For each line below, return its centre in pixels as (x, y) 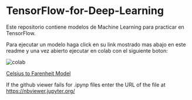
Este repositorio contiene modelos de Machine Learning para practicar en (95, 27)
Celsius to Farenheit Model (38, 73)
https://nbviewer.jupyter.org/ (41, 91)
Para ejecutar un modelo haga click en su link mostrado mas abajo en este (96, 44)
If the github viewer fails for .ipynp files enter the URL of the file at (86, 85)
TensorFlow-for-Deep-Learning (85, 11)
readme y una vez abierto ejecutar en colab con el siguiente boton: (87, 50)
